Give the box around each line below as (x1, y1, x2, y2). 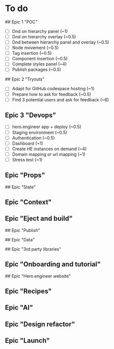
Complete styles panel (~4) (12, 61, 67, 67)
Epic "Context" (5, 198, 52, 206)
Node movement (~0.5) (12, 45, 59, 51)
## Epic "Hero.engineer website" (5, 273, 71, 279)
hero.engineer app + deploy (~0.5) (12, 124, 81, 130)
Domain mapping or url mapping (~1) (12, 151, 86, 157)
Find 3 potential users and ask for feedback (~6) (12, 96, 109, 102)
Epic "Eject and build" (5, 214, 73, 223)
